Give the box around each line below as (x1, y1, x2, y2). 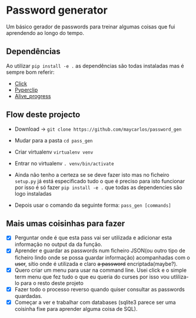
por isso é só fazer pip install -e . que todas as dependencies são (14, 184, 182, 191)
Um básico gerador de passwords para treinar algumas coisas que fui (6, 23, 175, 30)
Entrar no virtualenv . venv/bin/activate (14, 160, 114, 167)
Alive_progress (14, 92, 51, 99)
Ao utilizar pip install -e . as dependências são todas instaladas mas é (6, 62, 184, 69)
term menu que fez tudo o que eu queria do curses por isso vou (14, 273, 170, 280)
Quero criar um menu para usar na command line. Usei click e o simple (14, 267, 187, 274)
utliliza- (170, 273, 190, 280)
